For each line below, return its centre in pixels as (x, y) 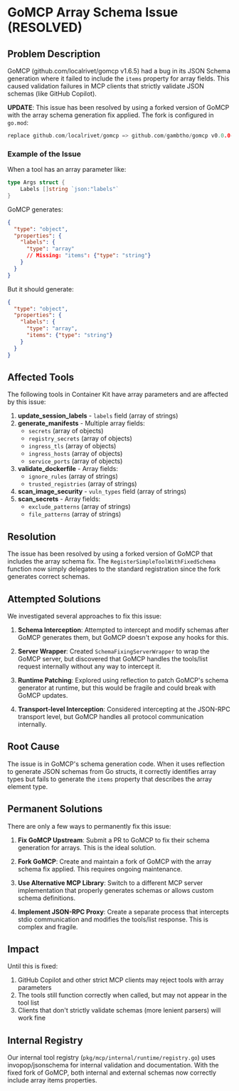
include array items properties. (52, 1080)
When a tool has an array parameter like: (67, 170)
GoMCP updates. (43, 695)
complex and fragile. (48, 926)
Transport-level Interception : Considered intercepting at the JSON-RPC (124, 709)
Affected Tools (41, 377)
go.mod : (18, 123)
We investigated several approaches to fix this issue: (85, 616)
